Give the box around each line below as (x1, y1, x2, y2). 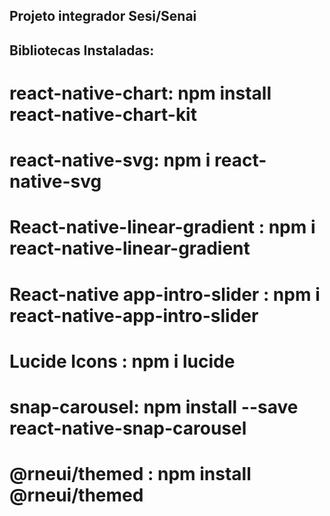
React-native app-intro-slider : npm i (9, 283, 321, 306)
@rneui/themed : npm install (9, 463, 252, 486)
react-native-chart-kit (9, 103, 197, 126)
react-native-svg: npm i (9, 149, 211, 172)
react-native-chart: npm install (9, 82, 272, 104)
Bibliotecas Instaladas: (9, 42, 155, 59)
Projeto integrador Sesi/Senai (9, 8, 197, 25)
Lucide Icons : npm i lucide (9, 350, 236, 373)
